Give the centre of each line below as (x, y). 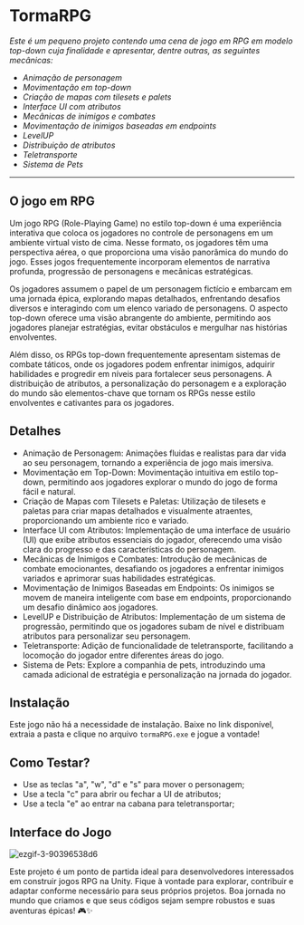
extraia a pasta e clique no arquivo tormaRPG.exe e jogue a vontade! (135, 734)
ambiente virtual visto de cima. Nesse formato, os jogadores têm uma (139, 242)
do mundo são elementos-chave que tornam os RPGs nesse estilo (133, 393)
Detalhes (35, 431)
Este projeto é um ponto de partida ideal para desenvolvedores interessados (152, 872)
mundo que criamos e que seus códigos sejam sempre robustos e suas (142, 901)
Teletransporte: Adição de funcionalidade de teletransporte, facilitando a (158, 645)
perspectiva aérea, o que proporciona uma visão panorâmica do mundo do (149, 252)
